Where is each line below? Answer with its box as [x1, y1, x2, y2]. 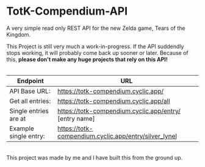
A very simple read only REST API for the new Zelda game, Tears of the [6, 24, 185, 32]
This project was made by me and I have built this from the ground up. [6, 154, 183, 161]
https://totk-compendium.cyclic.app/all [57, 96, 170, 105]
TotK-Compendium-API [6, 4, 128, 18]
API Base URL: [9, 87, 51, 95]
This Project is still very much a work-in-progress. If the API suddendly [6, 43, 184, 50]
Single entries [9, 107, 49, 115]
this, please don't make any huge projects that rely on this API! [6, 55, 168, 63]
